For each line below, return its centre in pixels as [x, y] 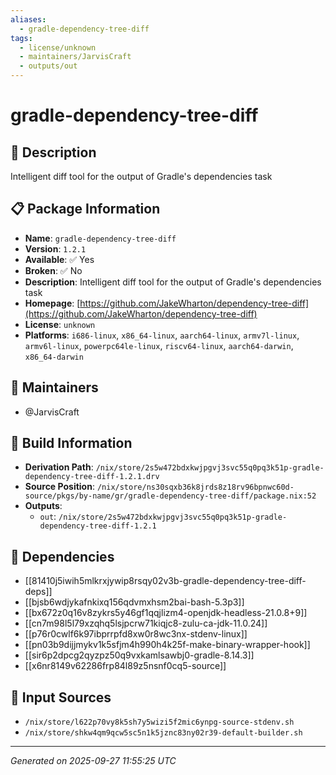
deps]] [38, 592]
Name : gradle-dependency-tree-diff [100, 238]
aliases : [28, 19]
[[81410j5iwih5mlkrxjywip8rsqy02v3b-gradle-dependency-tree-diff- [165, 581]
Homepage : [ [52, 303]
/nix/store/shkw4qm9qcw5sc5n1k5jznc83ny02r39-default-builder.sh [163, 733]
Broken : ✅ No [53, 270]
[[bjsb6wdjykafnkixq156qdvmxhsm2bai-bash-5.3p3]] [134, 602]
